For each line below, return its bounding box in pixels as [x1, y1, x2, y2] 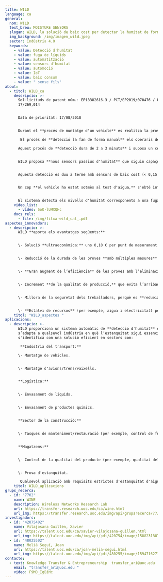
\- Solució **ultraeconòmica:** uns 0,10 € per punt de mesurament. [17, 243, 160, 248]
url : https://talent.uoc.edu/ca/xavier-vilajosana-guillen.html [14, 529, 147, 534]
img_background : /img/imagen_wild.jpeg [9, 35, 90, 39]
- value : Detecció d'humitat [14, 48, 73, 53]
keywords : [9, 43, 29, 48]
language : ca [5, 12, 32, 17]
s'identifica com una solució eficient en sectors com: [17, 335, 133, 340]
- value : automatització [14, 57, 64, 62]
